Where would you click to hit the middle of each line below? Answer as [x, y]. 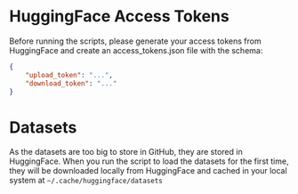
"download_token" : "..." [71, 83]
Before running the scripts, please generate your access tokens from [135, 41]
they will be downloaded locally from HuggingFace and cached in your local [148, 171]
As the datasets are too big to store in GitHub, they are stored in [126, 152]
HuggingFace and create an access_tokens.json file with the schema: [136, 50]
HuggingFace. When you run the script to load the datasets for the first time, [149, 161]
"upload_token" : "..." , [69, 75]
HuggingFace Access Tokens [119, 16]
